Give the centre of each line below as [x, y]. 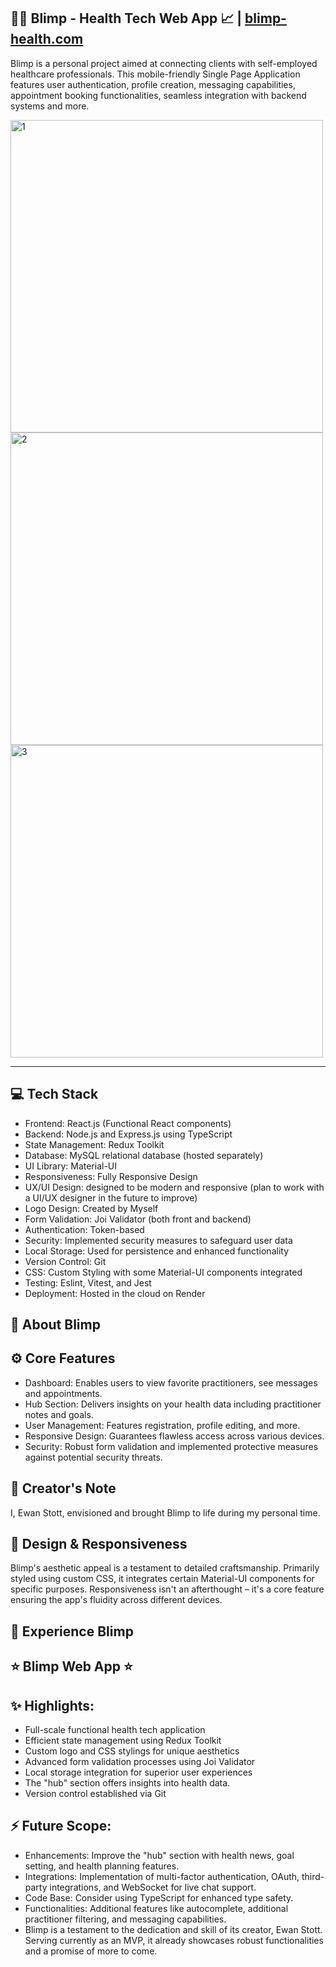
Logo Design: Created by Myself [91, 1208]
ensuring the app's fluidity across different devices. [116, 1600]
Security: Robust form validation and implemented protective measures [171, 1446]
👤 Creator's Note [63, 1488]
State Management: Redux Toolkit [94, 1144]
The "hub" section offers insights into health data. [127, 1783]
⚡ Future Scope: [61, 1826]
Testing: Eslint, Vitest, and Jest [88, 1282]
